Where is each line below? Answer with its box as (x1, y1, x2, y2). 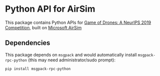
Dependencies (5, 39, 50, 47)
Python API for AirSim (5, 3, 96, 15)
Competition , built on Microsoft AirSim (5, 24, 82, 30)
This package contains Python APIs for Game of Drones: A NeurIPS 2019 (5, 19, 151, 25)
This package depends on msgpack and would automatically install (5, 52, 137, 57)
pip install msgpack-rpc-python (5, 66, 71, 71)
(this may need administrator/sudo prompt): (28, 57, 116, 63)
